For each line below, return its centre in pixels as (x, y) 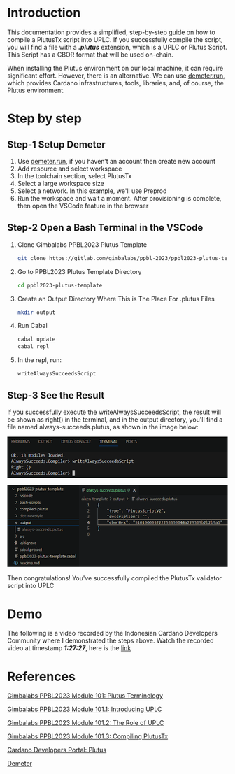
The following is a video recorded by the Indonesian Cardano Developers (113, 633)
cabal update (36, 339)
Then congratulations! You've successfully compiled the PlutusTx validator (115, 578)
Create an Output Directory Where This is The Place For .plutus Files (116, 299)
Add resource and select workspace (70, 169)
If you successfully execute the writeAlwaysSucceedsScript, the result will (114, 412)
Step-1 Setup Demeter (56, 144)
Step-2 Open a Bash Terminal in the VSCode (105, 228)
